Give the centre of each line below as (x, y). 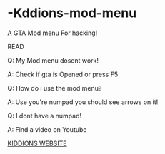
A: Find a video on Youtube (47, 129)
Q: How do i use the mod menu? (55, 88)
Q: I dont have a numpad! (45, 115)
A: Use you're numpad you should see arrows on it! (83, 102)
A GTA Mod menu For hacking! (52, 33)
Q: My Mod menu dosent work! (53, 60)
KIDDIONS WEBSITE (37, 143)
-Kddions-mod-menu (72, 13)
